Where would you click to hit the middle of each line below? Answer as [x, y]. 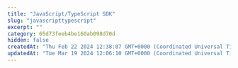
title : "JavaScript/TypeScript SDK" [61, 14]
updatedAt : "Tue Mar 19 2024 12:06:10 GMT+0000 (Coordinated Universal [115, 54]
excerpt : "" [25, 27]
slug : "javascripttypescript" [52, 21]
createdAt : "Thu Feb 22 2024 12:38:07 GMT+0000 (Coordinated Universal [115, 47]
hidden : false [28, 40]
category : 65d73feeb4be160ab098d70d [61, 34]
